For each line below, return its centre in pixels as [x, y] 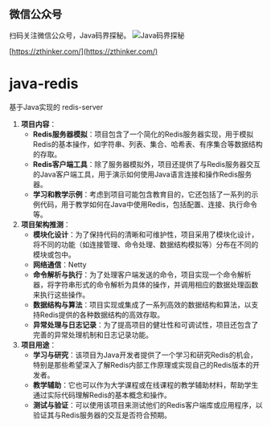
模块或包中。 [54, 254]
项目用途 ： [39, 344]
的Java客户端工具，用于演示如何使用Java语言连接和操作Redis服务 [142, 174]
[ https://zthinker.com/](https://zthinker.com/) [84, 51]
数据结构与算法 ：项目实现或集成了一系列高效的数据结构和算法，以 [142, 304]
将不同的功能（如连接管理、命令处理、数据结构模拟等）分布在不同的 [146, 244]
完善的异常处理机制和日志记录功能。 [93, 335]
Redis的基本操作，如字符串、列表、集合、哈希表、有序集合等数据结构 [148, 144]
